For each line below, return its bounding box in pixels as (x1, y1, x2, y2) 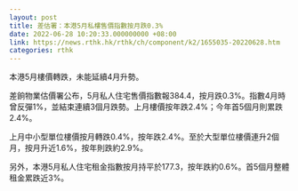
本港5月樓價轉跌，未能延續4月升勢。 (9, 72, 144, 83)
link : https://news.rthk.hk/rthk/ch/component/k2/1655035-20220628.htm (9, 37, 280, 47)
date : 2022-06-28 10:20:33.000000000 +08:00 (9, 29, 177, 38)
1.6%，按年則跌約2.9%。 (55, 143, 149, 154)
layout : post (9, 12, 58, 22)
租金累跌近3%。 (9, 172, 69, 183)
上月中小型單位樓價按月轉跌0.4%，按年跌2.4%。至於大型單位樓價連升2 (9, 131, 272, 142)
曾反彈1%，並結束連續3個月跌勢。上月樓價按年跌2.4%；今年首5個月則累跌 (9, 101, 283, 112)
